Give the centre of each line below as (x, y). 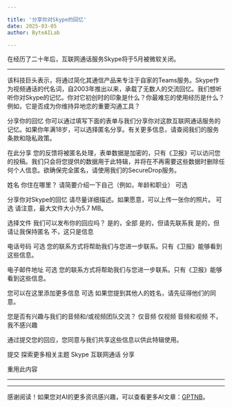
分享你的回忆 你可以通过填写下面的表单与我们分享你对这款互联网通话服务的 (114, 121)
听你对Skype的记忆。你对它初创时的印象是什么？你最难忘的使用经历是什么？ (116, 98)
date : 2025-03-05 (32, 26)
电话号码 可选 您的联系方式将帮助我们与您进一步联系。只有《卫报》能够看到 (115, 246)
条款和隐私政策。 (31, 138)
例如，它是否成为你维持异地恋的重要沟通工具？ (74, 106)
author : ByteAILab (33, 33)
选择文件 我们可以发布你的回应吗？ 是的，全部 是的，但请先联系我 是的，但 (113, 223)
